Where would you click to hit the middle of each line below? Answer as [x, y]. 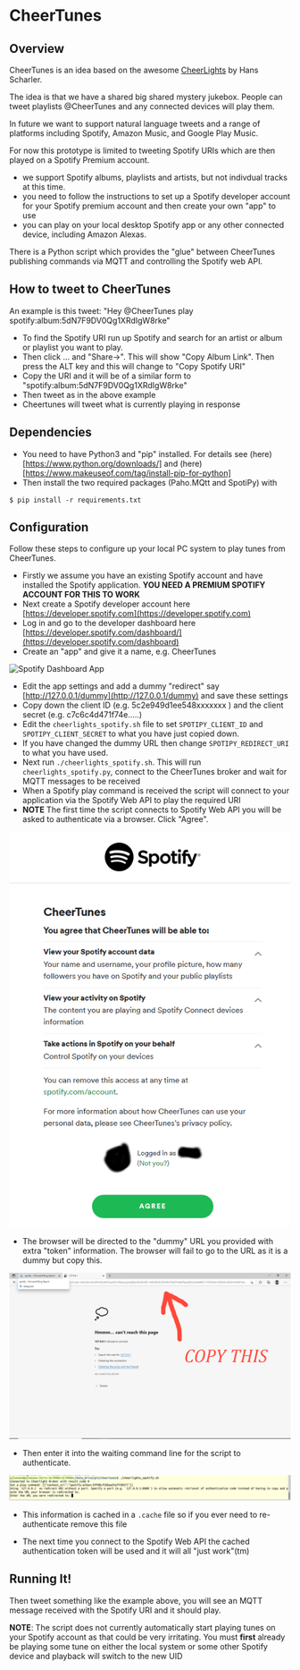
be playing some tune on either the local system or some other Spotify [138, 1646]
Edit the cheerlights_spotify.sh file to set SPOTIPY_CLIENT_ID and [142, 725]
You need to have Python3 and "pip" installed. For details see [135, 454]
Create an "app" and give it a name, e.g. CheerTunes [119, 652]
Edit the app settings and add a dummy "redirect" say [121, 686]
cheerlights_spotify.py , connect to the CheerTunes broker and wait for [154, 772]
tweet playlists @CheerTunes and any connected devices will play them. [142, 106]
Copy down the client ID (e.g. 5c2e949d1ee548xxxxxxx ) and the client [153, 705]
